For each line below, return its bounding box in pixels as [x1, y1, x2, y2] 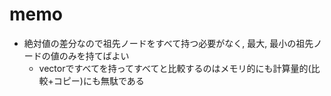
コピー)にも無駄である [53, 74, 145, 87]
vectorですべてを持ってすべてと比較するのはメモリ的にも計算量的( [38, 62, 312, 74]
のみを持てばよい [58, 49, 130, 62]
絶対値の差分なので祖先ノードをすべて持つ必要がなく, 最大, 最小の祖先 [23, 37, 314, 49]
